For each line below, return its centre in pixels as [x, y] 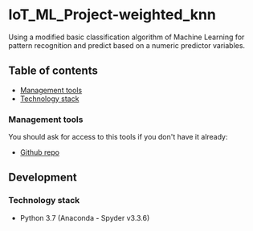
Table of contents [53, 71]
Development [43, 178]
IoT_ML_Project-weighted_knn [112, 15]
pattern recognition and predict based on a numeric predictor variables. [127, 45]
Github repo [40, 152]
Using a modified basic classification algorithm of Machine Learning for [126, 37]
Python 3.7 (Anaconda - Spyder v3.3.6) [85, 217]
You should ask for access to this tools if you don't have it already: [118, 137]
